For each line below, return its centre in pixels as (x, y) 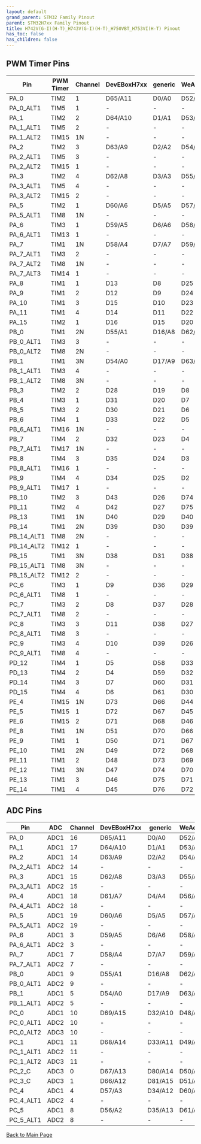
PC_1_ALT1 (25, 1052)
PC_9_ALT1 (25, 653)
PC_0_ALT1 (25, 1022)
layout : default (26, 12)
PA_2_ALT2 (25, 167)
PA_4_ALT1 (25, 906)
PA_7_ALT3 (25, 273)
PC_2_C (20, 1071)
